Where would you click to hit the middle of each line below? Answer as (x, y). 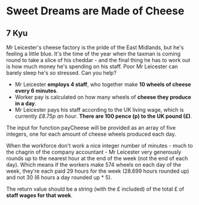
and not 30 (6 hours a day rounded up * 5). (59, 177)
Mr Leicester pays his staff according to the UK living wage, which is (99, 110)
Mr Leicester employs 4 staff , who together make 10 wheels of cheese (103, 84)
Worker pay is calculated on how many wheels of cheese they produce (103, 97)
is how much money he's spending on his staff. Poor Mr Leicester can (92, 66)
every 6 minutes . (36, 91)
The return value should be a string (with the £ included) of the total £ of (95, 189)
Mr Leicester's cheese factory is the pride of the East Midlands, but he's (95, 47)
